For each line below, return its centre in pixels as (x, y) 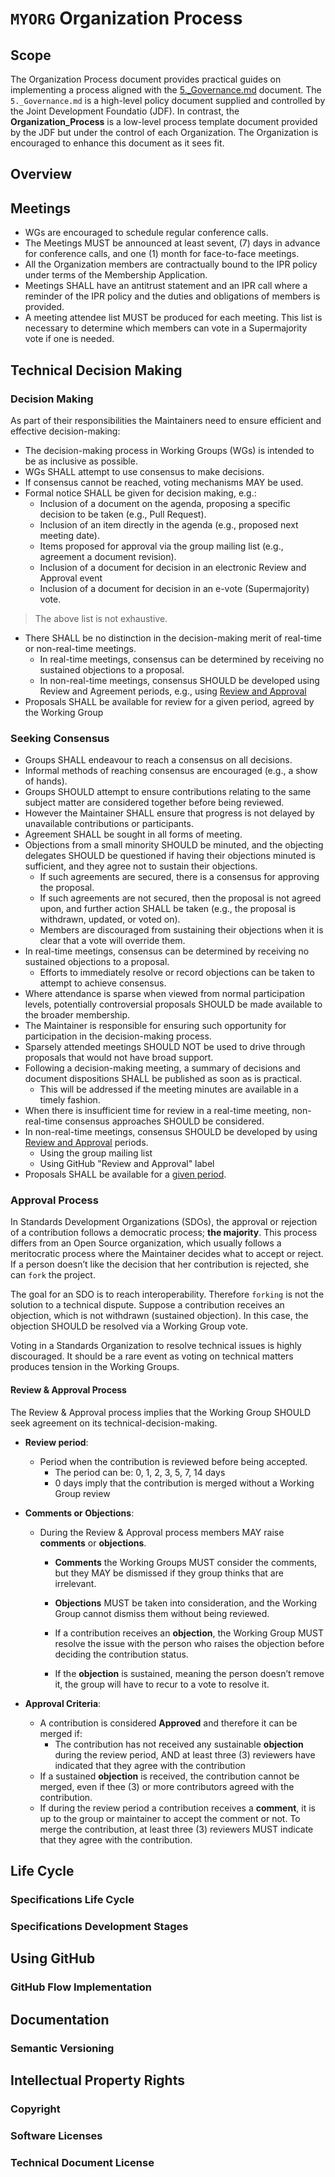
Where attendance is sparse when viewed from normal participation (164, 994)
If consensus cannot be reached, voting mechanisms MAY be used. (164, 482)
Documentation (60, 2019)
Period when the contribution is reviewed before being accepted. (173, 1461)
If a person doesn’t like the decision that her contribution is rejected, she (160, 1264)
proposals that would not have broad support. (119, 1058)
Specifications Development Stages (99, 1926)
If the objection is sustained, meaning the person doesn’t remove (189, 1673)
